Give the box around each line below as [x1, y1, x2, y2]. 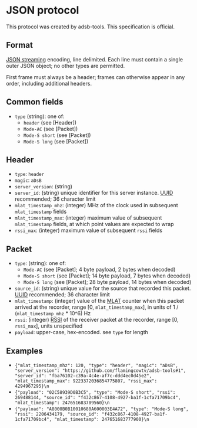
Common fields [6, 97, 64, 107]
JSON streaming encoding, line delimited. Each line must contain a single [6, 55, 183, 63]
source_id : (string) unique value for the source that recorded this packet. [14, 285, 191, 292]
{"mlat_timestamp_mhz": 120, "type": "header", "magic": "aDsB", [14, 362, 178, 368]
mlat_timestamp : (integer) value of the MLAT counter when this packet [14, 298, 184, 305]
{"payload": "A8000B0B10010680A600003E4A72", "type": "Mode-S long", [14, 406, 189, 412]
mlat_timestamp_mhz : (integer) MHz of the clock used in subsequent [14, 202, 178, 209]
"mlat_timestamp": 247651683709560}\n [14, 400, 110, 406]
